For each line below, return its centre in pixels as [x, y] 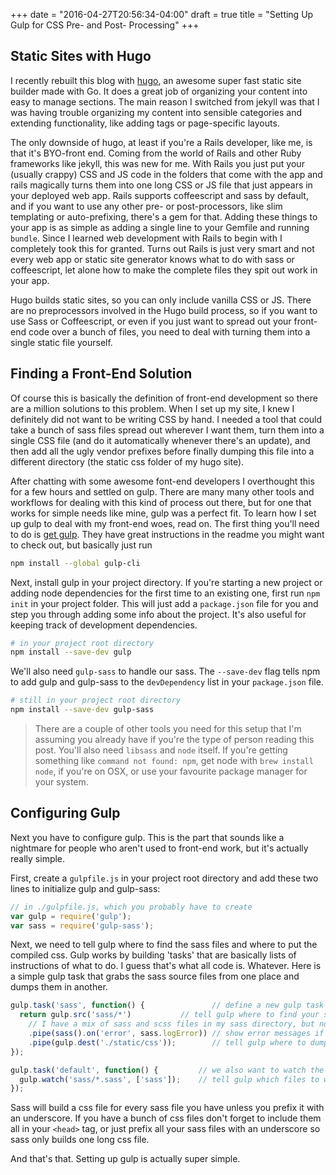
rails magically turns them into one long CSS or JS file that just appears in [161, 185]
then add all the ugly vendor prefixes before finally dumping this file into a [162, 451]
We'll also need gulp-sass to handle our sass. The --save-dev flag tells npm [165, 671]
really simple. [38, 858]
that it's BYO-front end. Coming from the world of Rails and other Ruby [156, 153]
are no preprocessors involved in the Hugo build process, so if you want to [164, 310]
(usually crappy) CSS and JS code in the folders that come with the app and [166, 174]
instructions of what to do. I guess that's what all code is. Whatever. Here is [166, 966]
